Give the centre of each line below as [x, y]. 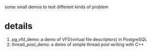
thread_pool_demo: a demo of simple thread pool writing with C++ [78, 44]
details [18, 26]
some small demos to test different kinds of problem [57, 7]
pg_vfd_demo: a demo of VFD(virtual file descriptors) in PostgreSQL [79, 39]
